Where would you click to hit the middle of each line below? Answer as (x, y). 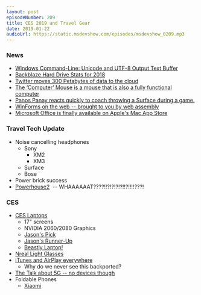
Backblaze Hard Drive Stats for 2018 (60, 75)
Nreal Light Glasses (39, 254)
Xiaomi (33, 286)
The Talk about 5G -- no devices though (65, 273)
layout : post (23, 12)
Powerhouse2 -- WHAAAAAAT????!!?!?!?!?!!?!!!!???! (79, 187)
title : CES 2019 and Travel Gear (48, 23)
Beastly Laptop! (43, 247)
